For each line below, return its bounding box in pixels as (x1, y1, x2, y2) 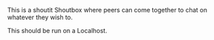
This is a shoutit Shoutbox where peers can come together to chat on (7, 6, 208, 14)
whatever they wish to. (7, 13, 73, 21)
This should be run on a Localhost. (7, 27, 107, 34)
